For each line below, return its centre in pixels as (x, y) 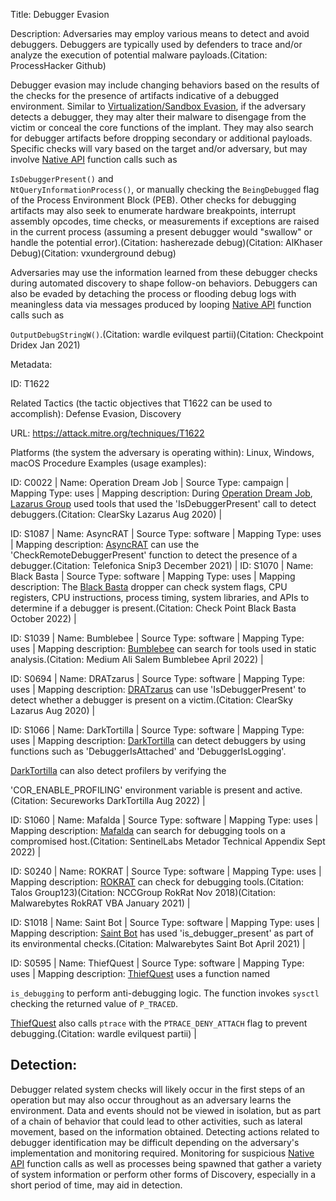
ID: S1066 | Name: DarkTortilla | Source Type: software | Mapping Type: (157, 730)
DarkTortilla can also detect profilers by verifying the (118, 770)
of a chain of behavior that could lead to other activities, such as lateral (156, 1121)
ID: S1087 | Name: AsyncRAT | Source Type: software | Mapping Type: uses (166, 533)
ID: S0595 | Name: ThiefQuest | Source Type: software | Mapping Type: (157, 963)
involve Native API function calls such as (94, 159)
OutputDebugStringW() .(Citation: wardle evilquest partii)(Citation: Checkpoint (167, 334)
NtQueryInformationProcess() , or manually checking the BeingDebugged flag (165, 189)
